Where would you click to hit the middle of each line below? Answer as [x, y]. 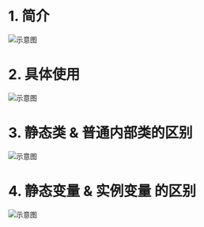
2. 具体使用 [44, 75]
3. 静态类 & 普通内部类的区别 [100, 133]
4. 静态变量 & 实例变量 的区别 [102, 191]
